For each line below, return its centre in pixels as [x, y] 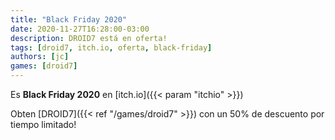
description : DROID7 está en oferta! [89, 38]
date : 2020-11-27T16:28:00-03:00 [80, 29]
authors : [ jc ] [40, 57]
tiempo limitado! [43, 124]
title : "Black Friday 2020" [69, 19]
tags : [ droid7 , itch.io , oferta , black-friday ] [111, 47]
